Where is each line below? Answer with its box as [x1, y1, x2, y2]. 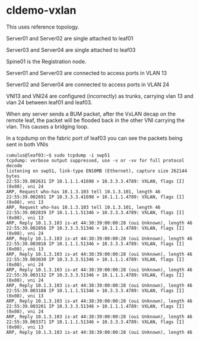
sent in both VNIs [6, 140, 49, 148]
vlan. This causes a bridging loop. [6, 123, 89, 130]
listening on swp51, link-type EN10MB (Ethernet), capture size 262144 [6, 168, 187, 174]
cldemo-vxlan [6, 4, 77, 17]
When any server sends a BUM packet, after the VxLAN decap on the [6, 110, 176, 117]
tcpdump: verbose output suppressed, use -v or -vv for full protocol [6, 157, 185, 164]
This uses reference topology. [6, 23, 80, 30]
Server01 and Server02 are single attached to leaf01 [6, 35, 134, 42]
